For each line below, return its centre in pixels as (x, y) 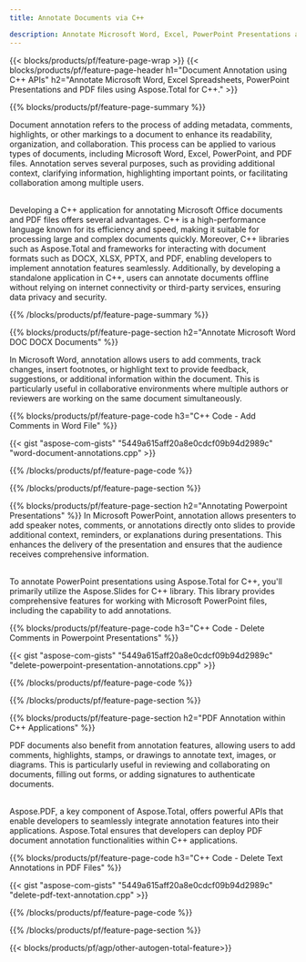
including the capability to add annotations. (91, 610)
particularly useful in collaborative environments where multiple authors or (149, 389)
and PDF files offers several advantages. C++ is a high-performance (138, 219)
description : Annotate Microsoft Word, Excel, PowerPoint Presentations (150, 34)
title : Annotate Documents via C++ (77, 18)
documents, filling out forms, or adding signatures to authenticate (133, 774)
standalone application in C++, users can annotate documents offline (139, 278)
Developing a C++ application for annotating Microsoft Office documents (146, 209)
